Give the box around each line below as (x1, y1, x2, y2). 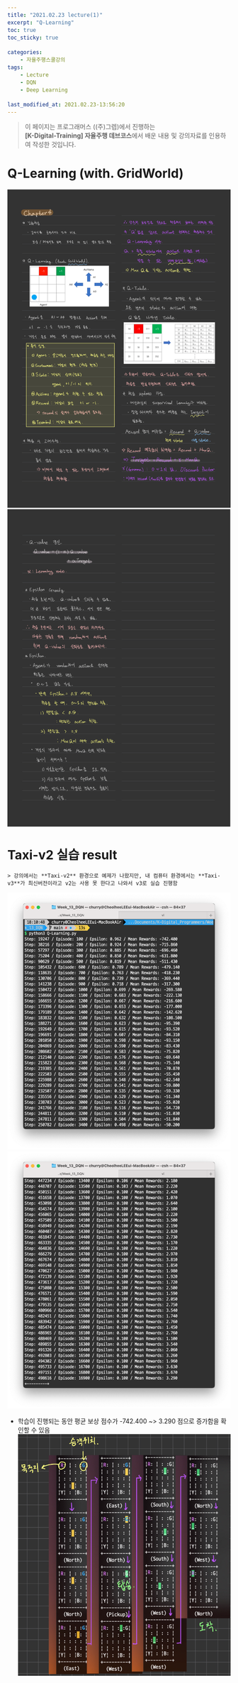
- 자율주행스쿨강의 (20, 57, 66, 64)
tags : (7, 64, 23, 71)
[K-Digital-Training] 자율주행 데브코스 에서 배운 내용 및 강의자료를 (24, 131, 208, 140)
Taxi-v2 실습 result (7, 846, 118, 863)
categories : (7, 49, 42, 56)
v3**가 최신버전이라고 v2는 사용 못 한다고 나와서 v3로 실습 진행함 (7, 880, 178, 887)
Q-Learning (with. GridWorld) (7, 165, 184, 182)
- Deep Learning (20, 86, 69, 94)
